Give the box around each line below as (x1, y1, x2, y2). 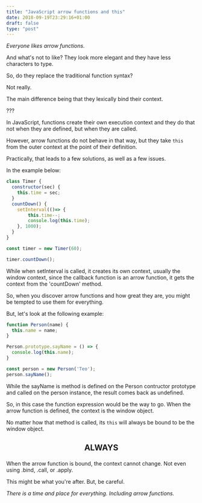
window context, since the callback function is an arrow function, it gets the (6, 274, 195, 281)
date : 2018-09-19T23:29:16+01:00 (6, 14, 90, 21)
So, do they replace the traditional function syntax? (6, 72, 133, 79)
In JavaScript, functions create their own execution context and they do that (6, 119, 195, 126)
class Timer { (6, 179, 42, 185)
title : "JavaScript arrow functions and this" (6, 8, 125, 15)
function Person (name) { (6, 321, 69, 328)
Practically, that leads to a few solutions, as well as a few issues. (6, 155, 166, 162)
